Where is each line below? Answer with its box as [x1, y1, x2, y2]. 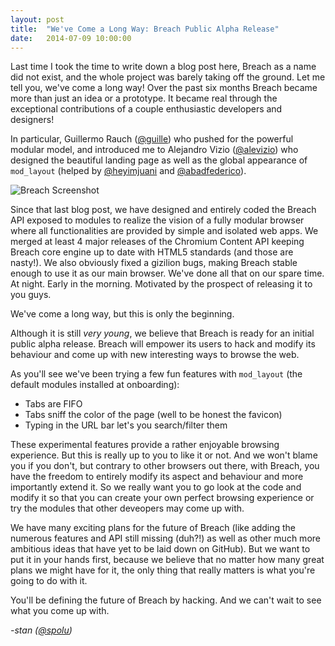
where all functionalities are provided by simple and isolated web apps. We [10, 225, 319, 237]
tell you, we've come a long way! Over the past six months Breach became [10, 82, 318, 94]
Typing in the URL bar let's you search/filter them [24, 419, 228, 431]
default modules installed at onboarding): [10, 379, 180, 391]
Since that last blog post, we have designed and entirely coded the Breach [10, 204, 317, 216]
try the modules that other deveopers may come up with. [10, 502, 245, 515]
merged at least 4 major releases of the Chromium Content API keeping [10, 236, 305, 248]
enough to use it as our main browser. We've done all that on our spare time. [10, 267, 325, 280]
